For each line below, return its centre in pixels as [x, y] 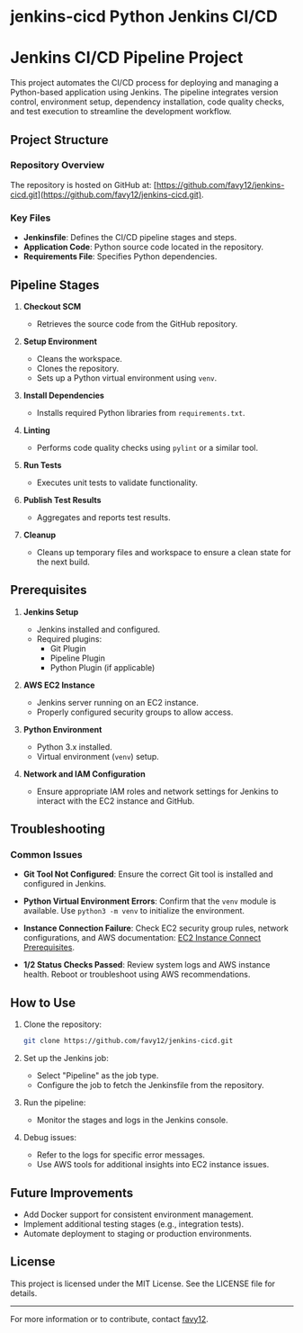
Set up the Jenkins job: [66, 1058]
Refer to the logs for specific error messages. [121, 1155]
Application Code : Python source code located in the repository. [143, 247]
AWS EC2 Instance [59, 685]
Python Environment [62, 729]
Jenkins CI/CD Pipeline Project [127, 58]
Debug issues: [50, 1138]
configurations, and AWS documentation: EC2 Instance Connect [142, 938]
